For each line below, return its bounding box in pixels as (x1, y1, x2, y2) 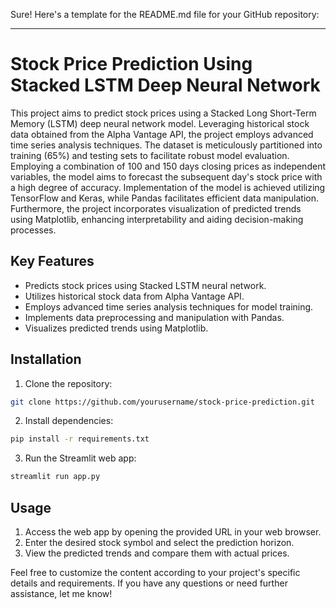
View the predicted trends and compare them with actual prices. (24, 547, 290, 559)
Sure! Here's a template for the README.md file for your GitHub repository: (10, 9, 320, 20)
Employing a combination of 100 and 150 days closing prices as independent (10, 160, 326, 172)
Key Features (10, 253, 95, 270)
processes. (10, 224, 57, 236)
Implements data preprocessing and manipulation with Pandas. (24, 311, 285, 323)
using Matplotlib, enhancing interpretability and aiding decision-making (10, 213, 304, 225)
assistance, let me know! (10, 588, 113, 599)
